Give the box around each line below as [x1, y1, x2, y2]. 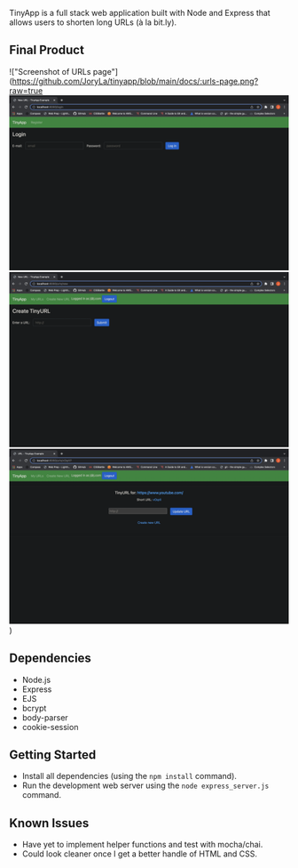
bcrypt [21, 703, 47, 713]
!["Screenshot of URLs [9, 66, 91, 76]
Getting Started [9, 747, 97, 763]
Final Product [9, 43, 84, 58]
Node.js [21, 674, 51, 685]
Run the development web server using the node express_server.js [21, 780, 270, 791]
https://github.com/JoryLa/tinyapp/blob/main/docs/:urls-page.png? [12, 76, 259, 86]
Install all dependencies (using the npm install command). [21, 771, 238, 782]
